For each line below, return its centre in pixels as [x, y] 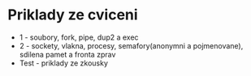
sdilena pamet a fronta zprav [67, 54]
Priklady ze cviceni [73, 15]
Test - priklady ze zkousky [64, 63]
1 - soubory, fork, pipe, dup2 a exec [79, 37]
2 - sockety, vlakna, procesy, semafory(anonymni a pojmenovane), [131, 45]
